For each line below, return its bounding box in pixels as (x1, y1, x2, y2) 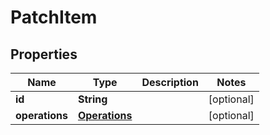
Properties (10, 46, 78, 63)
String (77, 92, 108, 106)
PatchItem (10, 6, 98, 29)
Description (141, 76, 199, 89)
